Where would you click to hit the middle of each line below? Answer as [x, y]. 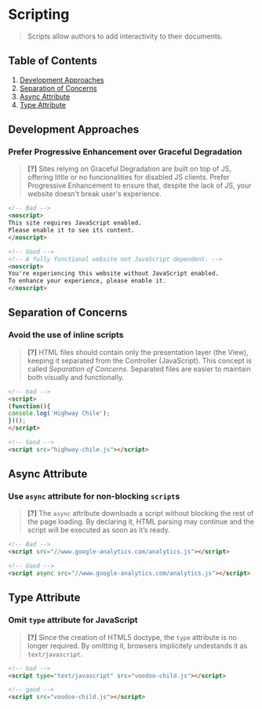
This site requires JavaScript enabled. [75, 223]
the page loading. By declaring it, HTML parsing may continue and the [141, 522]
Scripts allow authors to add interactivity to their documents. [125, 36]
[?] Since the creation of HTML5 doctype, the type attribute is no [132, 637]
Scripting [39, 15]
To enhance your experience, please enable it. [87, 281]
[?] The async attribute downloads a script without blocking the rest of [140, 513]
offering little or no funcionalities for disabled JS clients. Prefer [128, 177]
